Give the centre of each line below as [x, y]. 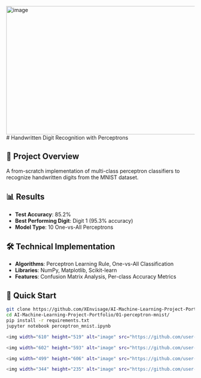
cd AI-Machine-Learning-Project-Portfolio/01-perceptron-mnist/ [88, 315]
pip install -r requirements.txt [48, 320]
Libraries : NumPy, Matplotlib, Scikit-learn [66, 270]
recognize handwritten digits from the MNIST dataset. [72, 177]
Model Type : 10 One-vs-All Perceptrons [64, 227]
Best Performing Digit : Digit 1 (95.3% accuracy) [74, 220]
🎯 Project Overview [43, 157]
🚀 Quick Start [31, 296]
